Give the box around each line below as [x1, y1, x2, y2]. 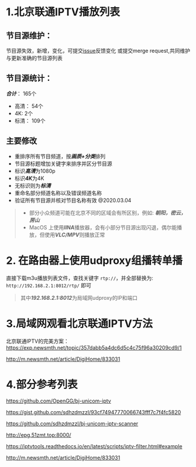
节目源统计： [6, 73, 53, 83]
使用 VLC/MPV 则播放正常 [44, 231, 105, 238]
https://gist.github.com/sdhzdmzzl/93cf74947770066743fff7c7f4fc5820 [6, 409, 181, 416]
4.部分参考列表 [6, 378, 78, 391]
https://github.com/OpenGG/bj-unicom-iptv [6, 397, 111, 405]
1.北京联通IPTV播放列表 [6, 5, 121, 19]
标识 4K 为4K [14, 174, 44, 182]
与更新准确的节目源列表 [6, 55, 63, 62]
